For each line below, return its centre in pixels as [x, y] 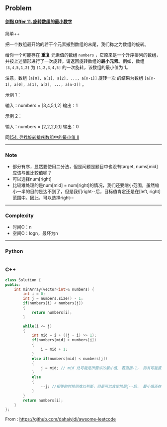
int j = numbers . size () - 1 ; [53, 299]
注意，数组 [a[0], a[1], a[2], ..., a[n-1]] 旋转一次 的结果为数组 [74, 78]
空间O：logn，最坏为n [35, 233]
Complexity [19, 215]
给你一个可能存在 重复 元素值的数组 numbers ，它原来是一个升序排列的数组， [83, 55]
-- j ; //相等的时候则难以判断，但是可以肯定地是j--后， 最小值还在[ [102, 387]
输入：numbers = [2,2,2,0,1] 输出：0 [42, 126]
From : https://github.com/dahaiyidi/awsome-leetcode [60, 419]
